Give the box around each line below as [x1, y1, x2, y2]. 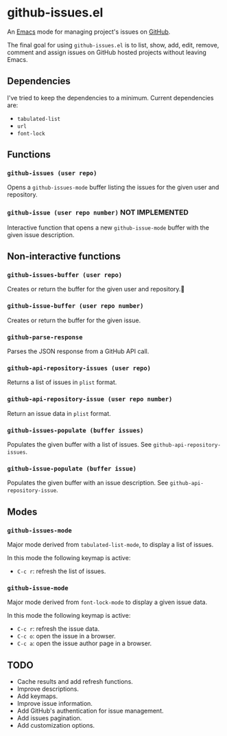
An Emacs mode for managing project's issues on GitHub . [7, 27, 171, 36]
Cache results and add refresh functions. [16, 678, 134, 685]
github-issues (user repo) [7, 170, 97, 177]
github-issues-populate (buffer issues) [7, 426, 144, 434]
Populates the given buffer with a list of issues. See [7, 440, 152, 448]
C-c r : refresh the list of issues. [16, 567, 106, 575]
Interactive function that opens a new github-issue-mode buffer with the [7, 223, 210, 232]
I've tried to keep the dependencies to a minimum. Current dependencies [7, 93, 214, 102]
